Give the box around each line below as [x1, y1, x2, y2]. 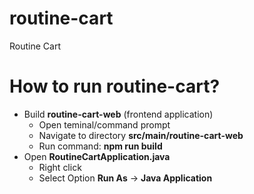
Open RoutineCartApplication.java [23, 150, 171, 162]
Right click [38, 161, 82, 173]
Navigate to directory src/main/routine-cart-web [38, 129, 244, 141]
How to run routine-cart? [9, 75, 221, 98]
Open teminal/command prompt [38, 118, 171, 131]
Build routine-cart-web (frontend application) [23, 108, 214, 120]
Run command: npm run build [38, 140, 163, 152]
